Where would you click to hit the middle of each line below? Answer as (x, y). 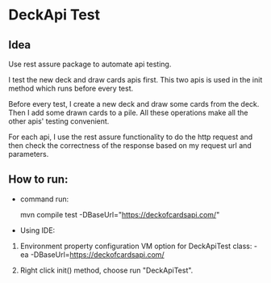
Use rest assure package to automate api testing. (90, 64)
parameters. (29, 154)
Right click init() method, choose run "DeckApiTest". (106, 270)
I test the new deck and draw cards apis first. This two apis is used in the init (135, 80)
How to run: (38, 180)
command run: (44, 199)
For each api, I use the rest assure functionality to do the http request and (131, 137)
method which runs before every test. (71, 88)
